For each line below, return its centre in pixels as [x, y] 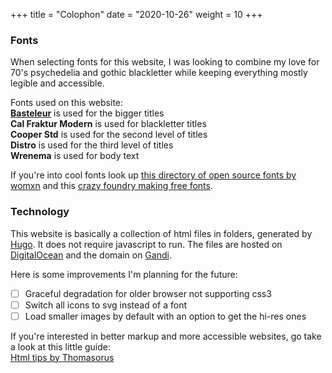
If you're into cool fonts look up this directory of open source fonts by [153, 175]
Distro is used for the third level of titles [92, 145]
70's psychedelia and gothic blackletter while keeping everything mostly [159, 73]
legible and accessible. [57, 83]
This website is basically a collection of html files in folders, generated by [161, 233]
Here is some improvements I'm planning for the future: [124, 274]
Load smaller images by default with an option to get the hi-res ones [165, 316]
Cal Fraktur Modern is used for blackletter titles [108, 124]
